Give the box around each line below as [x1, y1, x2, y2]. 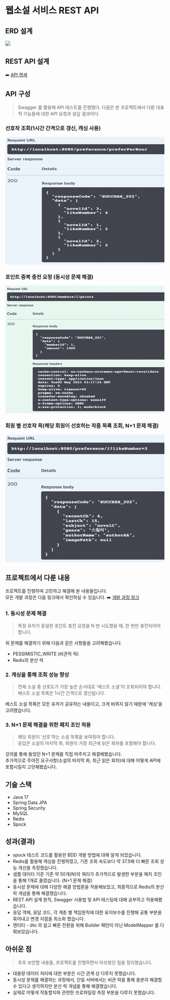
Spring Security [12, 805, 46, 811]
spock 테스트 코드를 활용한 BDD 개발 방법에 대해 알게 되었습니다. [12, 851, 142, 858]
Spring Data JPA [12, 800, 47, 806]
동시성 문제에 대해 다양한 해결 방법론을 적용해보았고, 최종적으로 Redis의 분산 [12, 884, 164, 890]
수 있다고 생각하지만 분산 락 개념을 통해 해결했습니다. [12, 983, 118, 989]
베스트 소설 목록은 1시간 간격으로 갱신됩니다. [17, 690, 105, 696]
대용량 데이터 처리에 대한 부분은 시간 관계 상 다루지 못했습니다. [12, 970, 136, 976]
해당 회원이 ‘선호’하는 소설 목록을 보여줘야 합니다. [17, 734, 116, 740]
